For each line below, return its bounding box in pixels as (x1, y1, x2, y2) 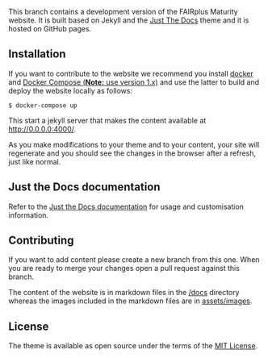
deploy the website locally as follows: (8, 85, 133, 95)
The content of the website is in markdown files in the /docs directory (8, 288, 240, 298)
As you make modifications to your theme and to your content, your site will (8, 139, 260, 149)
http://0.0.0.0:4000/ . (8, 124, 77, 134)
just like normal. (8, 156, 61, 166)
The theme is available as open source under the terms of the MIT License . (8, 341, 258, 351)
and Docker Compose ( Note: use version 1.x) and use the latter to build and (8, 77, 260, 87)
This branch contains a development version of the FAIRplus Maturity (8, 7, 238, 16)
